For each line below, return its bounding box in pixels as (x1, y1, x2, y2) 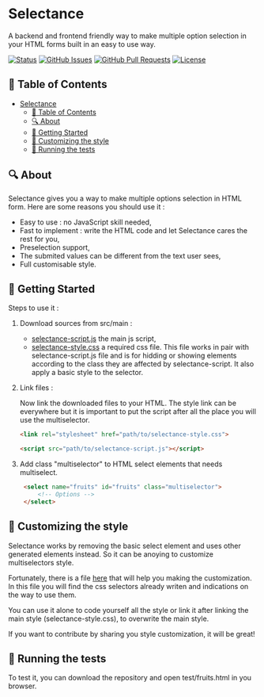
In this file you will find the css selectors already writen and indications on (8, 581, 249, 591)
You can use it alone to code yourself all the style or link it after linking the (8, 605, 249, 615)
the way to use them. (8, 590, 77, 599)
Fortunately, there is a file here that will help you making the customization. (8, 573, 252, 583)
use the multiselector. (19, 416, 90, 425)
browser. (8, 681, 37, 691)
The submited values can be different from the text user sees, (19, 251, 221, 260)
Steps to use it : (8, 303, 59, 313)
